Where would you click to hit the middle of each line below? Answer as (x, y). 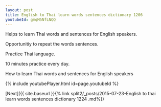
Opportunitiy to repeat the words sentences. (52, 44)
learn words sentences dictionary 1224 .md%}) (55, 99)
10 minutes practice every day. (38, 64)
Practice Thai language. (30, 54)
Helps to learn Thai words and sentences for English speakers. (71, 34)
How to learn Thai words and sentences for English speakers (70, 74)
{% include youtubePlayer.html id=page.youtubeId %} (62, 84)
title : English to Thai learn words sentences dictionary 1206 (74, 15)
